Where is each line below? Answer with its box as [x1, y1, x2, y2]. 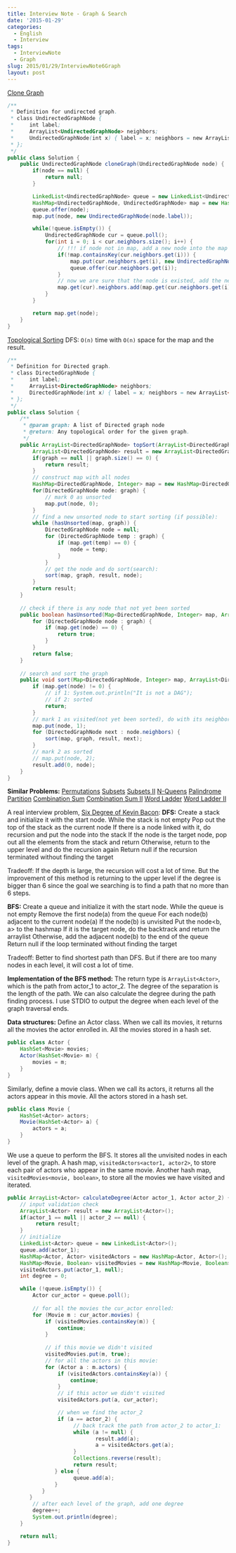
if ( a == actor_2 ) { [57, 1415, 118, 1422]
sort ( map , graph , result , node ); [44, 572, 143, 579]
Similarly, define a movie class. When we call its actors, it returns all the [7, 1085, 214, 1093]
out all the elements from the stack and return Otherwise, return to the [7, 838, 211, 846]
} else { [54, 1467, 80, 1475]
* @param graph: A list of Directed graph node [22, 422, 165, 429]
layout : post [7, 69, 46, 76]
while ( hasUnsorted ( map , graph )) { [32, 520, 137, 527]
